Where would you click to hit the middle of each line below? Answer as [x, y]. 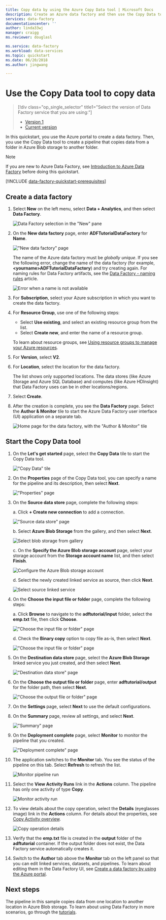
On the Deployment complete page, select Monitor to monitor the [80, 735]
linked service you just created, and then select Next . [67, 663]
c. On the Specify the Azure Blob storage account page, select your [83, 550]
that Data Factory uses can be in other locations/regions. [70, 387]
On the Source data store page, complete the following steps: [76, 502]
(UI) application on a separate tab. [47, 416]
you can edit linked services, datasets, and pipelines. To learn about [82, 863]
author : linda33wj [24, 28]
